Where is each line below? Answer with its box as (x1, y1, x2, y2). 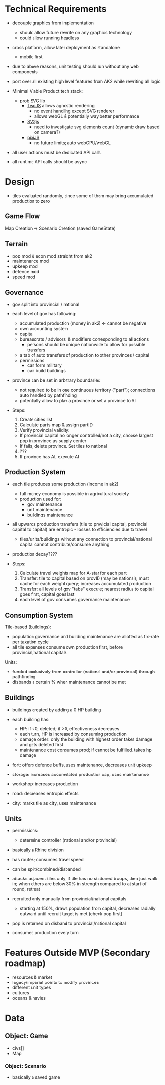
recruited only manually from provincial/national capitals (12, 895, 127, 902)
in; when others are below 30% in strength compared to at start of (12, 880, 147, 887)
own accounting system (19, 326, 68, 332)
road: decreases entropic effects (12, 790, 79, 796)
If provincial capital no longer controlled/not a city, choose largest (19, 432, 153, 439)
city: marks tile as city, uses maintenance (12, 800, 96, 806)
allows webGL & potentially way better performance (34, 113, 139, 119)
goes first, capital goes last (19, 591, 75, 597)
